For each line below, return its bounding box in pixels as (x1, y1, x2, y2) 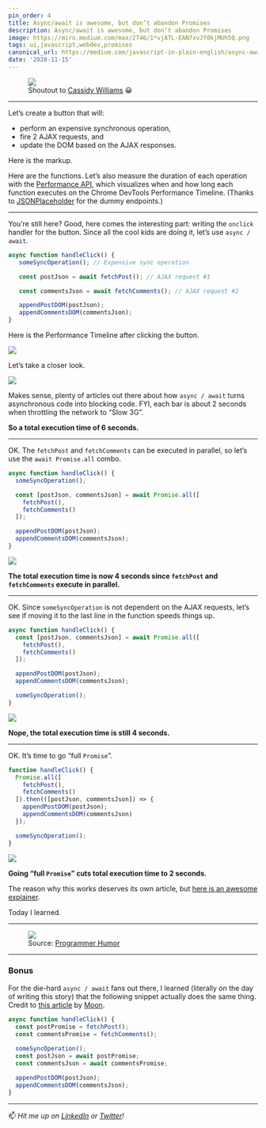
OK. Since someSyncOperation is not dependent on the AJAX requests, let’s (8, 602, 250, 612)
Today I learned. (8, 907, 62, 917)
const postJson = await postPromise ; (15, 1052, 140, 1061)
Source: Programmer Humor (28, 938, 120, 948)
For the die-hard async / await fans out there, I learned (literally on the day (8, 983, 253, 993)
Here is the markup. (8, 155, 73, 165)
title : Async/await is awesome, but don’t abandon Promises (8, 19, 211, 27)
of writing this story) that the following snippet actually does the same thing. (8, 991, 256, 1001)
